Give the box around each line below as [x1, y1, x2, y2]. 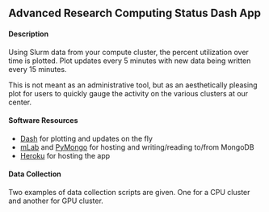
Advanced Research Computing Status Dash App [8, 6, 261, 20]
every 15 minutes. [8, 64, 67, 74]
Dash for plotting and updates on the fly [19, 134, 153, 143]
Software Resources [8, 116, 78, 125]
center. [8, 97, 32, 107]
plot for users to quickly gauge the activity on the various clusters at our [8, 88, 249, 98]
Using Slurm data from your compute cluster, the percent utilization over [8, 47, 249, 57]
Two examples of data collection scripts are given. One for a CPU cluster [8, 188, 250, 197]
